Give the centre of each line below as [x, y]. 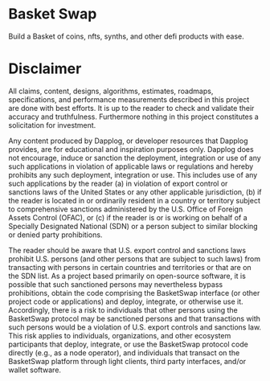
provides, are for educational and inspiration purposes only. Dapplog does [131, 149]
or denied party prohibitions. [55, 235]
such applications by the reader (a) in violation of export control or [118, 183]
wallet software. [35, 370]
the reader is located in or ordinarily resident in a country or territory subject [135, 200]
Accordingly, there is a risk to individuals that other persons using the [123, 309]
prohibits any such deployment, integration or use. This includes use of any [133, 174]
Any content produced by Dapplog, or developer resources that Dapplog [128, 141]
